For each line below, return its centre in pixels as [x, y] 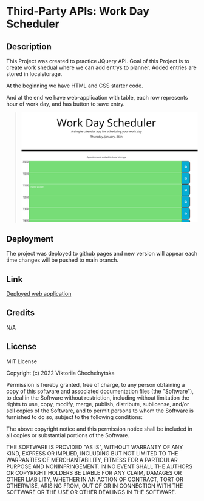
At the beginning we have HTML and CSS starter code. [75, 86]
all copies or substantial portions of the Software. [68, 435]
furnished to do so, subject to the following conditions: [74, 417]
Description [29, 46]
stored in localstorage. [34, 74]
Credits [21, 313]
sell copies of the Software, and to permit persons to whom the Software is [100, 411]
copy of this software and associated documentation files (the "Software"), [100, 391]
